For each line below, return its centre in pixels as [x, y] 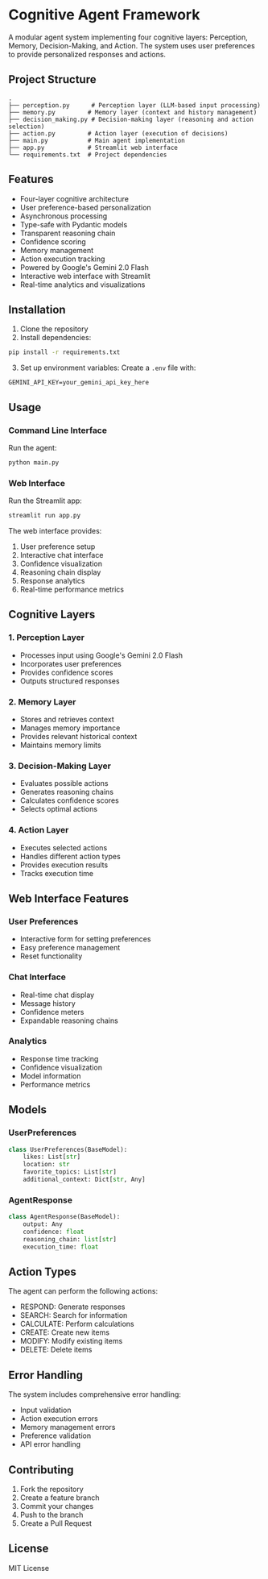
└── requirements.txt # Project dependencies [88, 155]
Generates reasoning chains [67, 792]
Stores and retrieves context [67, 719]
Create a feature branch [60, 1498]
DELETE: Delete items [56, 1350]
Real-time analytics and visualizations [82, 285]
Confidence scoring [53, 241]
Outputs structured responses [70, 681]
